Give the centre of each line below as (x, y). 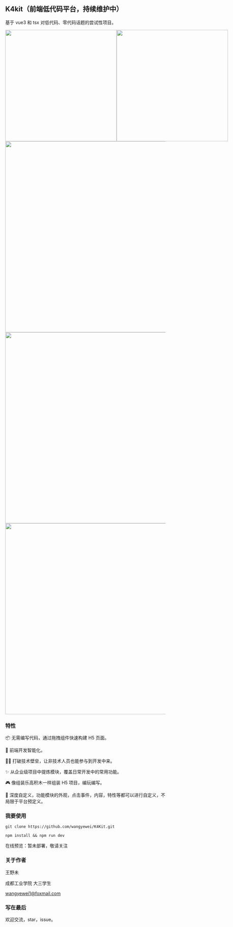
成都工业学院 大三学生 (28, 883)
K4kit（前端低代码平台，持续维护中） (64, 9)
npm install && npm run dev (35, 836)
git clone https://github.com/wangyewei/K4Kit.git (60, 827)
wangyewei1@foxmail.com (33, 893)
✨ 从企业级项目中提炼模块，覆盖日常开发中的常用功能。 (64, 772)
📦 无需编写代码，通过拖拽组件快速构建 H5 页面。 (57, 738)
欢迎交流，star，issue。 (31, 919)
